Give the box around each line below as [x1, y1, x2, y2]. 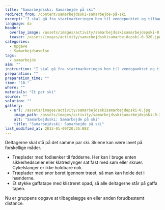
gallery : [5, 103, 23, 108]
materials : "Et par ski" [5, 90, 56, 94]
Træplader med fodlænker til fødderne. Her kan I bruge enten [12, 154, 137, 160]
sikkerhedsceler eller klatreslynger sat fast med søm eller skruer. [12, 159, 143, 165]
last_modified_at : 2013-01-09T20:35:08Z [5, 126, 89, 131]
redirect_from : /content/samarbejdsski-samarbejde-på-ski [5, 12, 126, 17]
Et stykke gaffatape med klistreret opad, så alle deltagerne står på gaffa [12, 180, 158, 186]
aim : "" [5, 62, 21, 67]
